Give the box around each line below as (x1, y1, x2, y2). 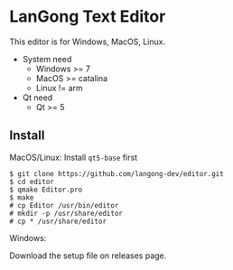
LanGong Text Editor (9, 6, 166, 27)
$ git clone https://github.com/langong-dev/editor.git (9, 169, 224, 178)
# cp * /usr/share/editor (9, 217, 107, 226)
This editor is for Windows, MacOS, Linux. (9, 36, 165, 47)
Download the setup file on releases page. (9, 250, 167, 261)
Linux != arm (35, 82, 83, 93)
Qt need (22, 92, 53, 103)
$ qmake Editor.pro (9, 185, 83, 194)
